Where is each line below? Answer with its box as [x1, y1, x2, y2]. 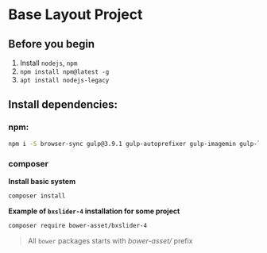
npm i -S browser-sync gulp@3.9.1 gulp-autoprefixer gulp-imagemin [8, 140, 237, 148]
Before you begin [8, 37, 95, 51]
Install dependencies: [8, 98, 118, 112]
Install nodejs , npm [19, 58, 78, 67]
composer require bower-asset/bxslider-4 [8, 221, 148, 229]
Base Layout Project [8, 6, 143, 24]
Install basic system [8, 176, 76, 186]
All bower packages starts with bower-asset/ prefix [27, 236, 193, 245]
